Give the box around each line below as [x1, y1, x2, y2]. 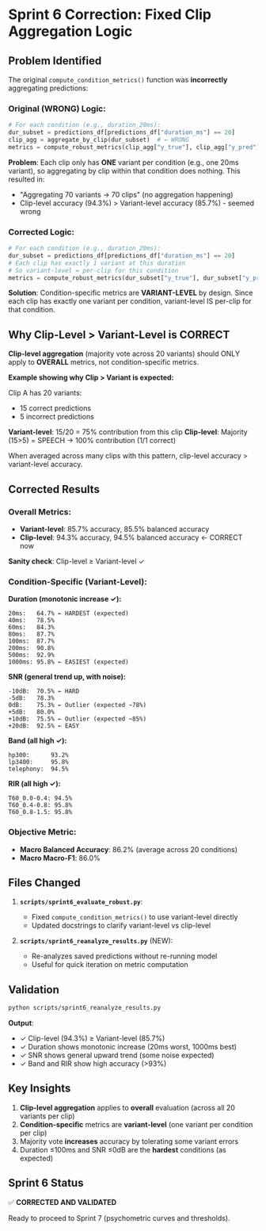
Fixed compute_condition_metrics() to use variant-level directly [31, 912, 238, 922]
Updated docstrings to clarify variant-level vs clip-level [31, 921, 211, 931]
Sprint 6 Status [8, 1176, 84, 1190]
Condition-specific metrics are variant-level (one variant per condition [19, 1119, 253, 1129]
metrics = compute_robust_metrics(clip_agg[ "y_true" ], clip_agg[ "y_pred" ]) [8, 143, 264, 151]
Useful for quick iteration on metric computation [31, 960, 188, 969]
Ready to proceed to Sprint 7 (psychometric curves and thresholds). [8, 1213, 230, 1222]
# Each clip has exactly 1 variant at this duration [8, 259, 186, 267]
